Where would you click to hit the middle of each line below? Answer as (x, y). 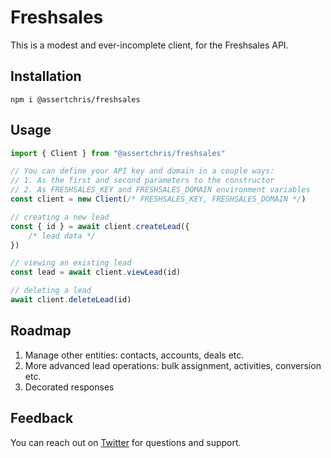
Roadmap (41, 331)
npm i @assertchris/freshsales (75, 99)
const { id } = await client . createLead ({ (100, 226)
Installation (46, 76)
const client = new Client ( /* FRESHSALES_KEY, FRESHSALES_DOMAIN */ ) (158, 199)
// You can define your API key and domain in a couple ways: (142, 171)
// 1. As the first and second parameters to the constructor (142, 181)
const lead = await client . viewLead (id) (96, 272)
